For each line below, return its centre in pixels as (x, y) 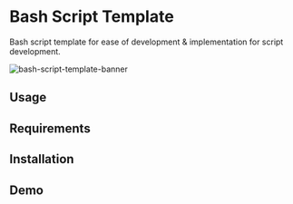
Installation (42, 159)
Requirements (50, 128)
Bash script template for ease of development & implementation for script (146, 42)
